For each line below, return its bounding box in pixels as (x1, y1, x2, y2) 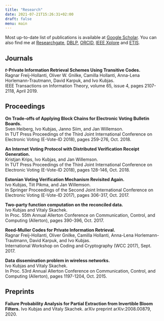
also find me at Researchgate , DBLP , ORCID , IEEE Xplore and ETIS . (5, 40, 140, 46)
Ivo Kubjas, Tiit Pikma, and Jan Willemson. (5, 181, 91, 187)
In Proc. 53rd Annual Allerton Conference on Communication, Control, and (5, 268, 156, 274)
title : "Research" (5, 7, 43, 12)
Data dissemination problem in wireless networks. (5, 257, 110, 263)
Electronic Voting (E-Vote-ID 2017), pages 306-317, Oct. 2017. (5, 192, 130, 198)
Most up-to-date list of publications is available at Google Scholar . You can (5, 35, 157, 40)
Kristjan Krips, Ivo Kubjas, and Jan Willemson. (5, 156, 98, 162)
